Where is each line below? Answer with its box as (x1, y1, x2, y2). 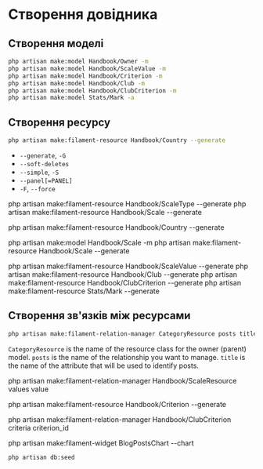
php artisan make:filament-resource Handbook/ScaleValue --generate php (8, 261, 249, 271)
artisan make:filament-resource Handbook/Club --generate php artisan (8, 269, 237, 279)
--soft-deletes (19, 160, 70, 168)
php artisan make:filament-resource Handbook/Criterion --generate (8, 399, 227, 409)
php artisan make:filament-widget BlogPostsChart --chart (8, 438, 194, 448)
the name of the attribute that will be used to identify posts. (8, 361, 200, 370)
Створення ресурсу (8, 115, 111, 129)
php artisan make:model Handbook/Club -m (8, 79, 146, 87)
